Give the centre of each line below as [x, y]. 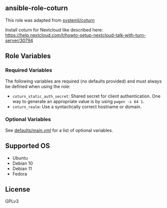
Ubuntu [20, 158]
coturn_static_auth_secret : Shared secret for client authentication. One [86, 96]
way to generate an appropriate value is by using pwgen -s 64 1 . [78, 101]
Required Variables [29, 70]
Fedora [20, 174]
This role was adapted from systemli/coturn [50, 20]
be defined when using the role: [38, 86]
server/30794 [19, 40]
